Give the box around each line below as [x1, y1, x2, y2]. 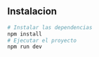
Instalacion [7, 6, 58, 17]
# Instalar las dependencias [7, 24, 93, 31]
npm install [7, 31, 42, 38]
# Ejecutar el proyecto [7, 37, 77, 44]
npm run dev [7, 43, 42, 51]
